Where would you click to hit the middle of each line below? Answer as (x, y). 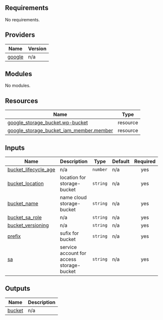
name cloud (73, 197)
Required (145, 161)
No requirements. (23, 19)
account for (73, 253)
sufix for (69, 233)
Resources (22, 101)
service (68, 247)
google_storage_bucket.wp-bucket (48, 123)
